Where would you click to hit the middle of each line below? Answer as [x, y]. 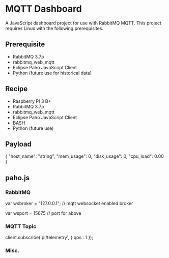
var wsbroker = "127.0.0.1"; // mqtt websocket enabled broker [69, 204]
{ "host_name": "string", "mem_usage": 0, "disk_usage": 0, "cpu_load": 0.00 [84, 156]
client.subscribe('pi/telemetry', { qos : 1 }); [49, 238]
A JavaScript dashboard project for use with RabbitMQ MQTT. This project [83, 23]
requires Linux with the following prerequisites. [54, 28]
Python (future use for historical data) [52, 73]
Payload [19, 144]
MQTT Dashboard [44, 9]
